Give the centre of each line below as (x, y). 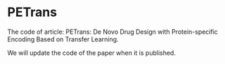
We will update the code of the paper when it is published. (91, 53)
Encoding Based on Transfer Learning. (63, 39)
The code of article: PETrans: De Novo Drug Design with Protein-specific (112, 32)
